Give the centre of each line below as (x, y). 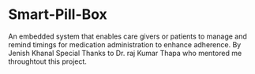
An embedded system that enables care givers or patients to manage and (127, 36)
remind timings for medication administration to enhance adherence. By (125, 44)
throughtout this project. (47, 61)
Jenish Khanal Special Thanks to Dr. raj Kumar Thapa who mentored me (125, 53)
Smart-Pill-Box (58, 15)
